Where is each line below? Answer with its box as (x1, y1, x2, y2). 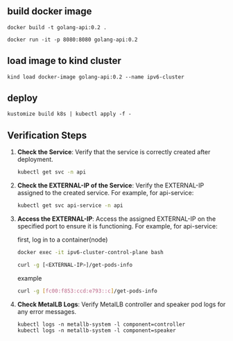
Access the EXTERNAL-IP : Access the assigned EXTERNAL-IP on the (17, 215, 216, 223)
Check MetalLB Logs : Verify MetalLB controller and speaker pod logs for (17, 300, 226, 308)
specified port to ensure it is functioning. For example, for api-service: (17, 222, 218, 230)
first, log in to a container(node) (17, 235, 108, 244)
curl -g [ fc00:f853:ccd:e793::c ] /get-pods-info (17, 288, 158, 294)
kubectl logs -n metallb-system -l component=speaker (17, 326, 176, 334)
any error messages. (17, 307, 77, 315)
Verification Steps (7, 129, 87, 141)
